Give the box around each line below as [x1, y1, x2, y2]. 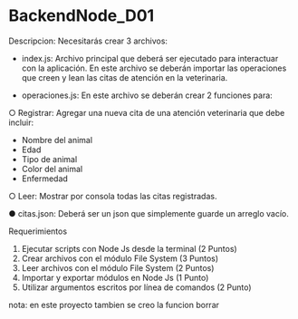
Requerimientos [8, 226, 68, 237]
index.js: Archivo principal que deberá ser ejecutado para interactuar [21, 53, 279, 63]
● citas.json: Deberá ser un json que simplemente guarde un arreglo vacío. [8, 208, 289, 218]
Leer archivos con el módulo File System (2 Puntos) [21, 262, 215, 273]
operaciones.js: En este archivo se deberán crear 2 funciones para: [21, 90, 273, 101]
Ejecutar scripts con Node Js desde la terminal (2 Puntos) [21, 243, 237, 254]
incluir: [8, 117, 34, 128]
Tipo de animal [21, 153, 78, 164]
